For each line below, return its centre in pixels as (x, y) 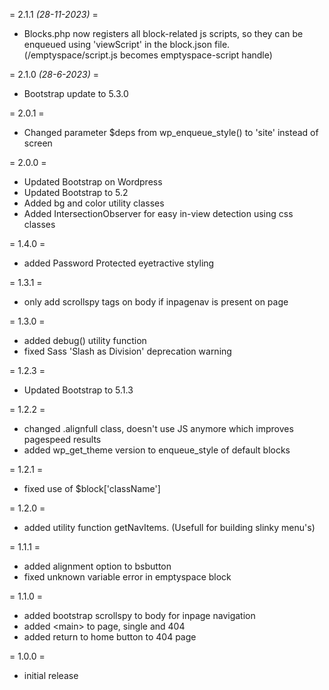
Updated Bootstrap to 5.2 (76, 192)
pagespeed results (62, 439)
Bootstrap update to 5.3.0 (76, 93)
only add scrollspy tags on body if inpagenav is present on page (156, 302)
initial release (51, 675)
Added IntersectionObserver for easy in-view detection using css (158, 213)
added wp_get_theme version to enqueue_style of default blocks (157, 450)
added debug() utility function (85, 340)
